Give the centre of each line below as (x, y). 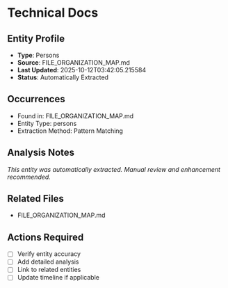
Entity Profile (36, 39)
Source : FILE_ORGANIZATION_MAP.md (73, 63)
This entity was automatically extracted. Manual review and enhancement (114, 169)
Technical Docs (53, 13)
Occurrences (36, 99)
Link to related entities (49, 270)
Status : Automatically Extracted (63, 77)
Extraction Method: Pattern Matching (70, 131)
